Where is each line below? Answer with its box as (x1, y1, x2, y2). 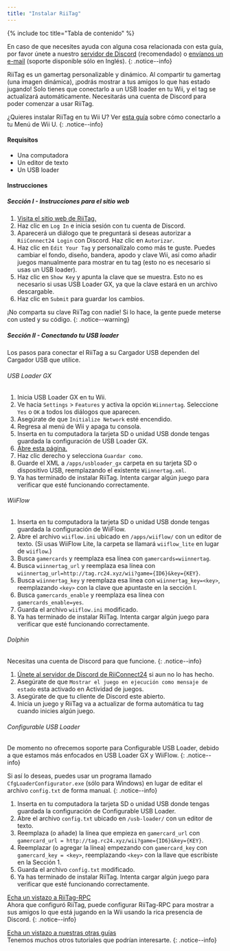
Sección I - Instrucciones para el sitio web (7, 197, 130, 206)
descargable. (16, 287, 55, 296)
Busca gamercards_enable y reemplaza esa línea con (16, 591, 165, 599)
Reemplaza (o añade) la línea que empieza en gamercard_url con (16, 829, 200, 838)
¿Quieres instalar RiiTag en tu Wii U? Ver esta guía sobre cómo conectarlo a (7, 113, 221, 121)
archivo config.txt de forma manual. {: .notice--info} (7, 787, 158, 795)
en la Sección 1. (16, 858, 62, 866)
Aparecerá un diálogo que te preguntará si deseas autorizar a (16, 229, 192, 237)
